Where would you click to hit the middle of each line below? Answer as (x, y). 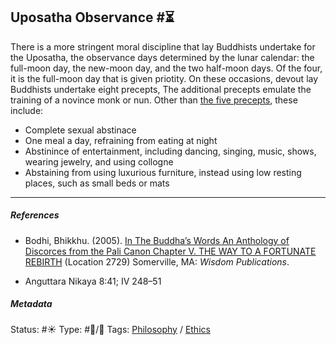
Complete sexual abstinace (80, 130)
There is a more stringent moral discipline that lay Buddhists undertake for (163, 46)
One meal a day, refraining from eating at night (121, 140)
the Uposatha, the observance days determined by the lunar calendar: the (162, 57)
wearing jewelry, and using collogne (99, 161)
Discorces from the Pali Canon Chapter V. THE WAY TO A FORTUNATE (170, 251)
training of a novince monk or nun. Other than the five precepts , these (154, 100)
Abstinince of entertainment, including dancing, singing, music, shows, (170, 151)
